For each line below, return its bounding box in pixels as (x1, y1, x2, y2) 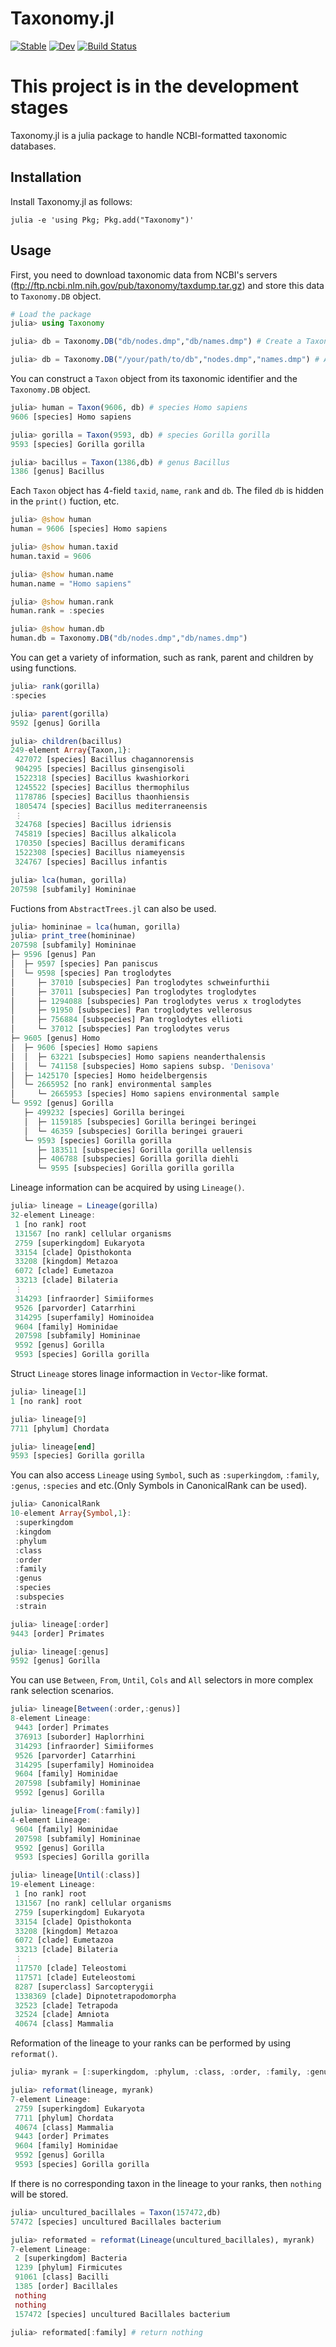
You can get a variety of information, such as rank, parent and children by (10, 652, 314, 663)
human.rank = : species (10, 606, 105, 616)
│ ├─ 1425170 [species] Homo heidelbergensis (10, 1070, 208, 1081)
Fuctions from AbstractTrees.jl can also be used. (10, 902, 217, 914)
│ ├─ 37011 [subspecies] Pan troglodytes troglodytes (10, 987, 257, 997)
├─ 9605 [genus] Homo (10, 1033, 101, 1043)
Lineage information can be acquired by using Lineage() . (10, 1182, 245, 1194)
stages (10, 97, 69, 119)
